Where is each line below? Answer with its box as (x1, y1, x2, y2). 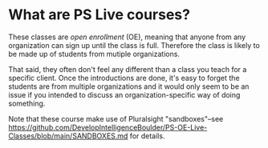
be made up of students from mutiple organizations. (8, 49, 181, 58)
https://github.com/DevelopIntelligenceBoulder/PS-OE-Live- (8, 122, 208, 132)
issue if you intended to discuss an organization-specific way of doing (8, 90, 241, 99)
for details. (129, 130, 165, 141)
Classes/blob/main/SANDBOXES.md (8, 130, 128, 141)
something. (8, 98, 46, 108)
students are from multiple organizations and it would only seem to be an (8, 82, 250, 91)
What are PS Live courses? (8, 6, 191, 24)
